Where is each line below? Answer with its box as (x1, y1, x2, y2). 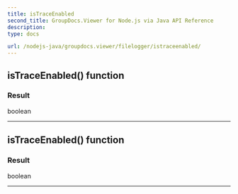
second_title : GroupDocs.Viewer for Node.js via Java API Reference (7, 17, 214, 24)
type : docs (7, 30, 40, 38)
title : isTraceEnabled (7, 10, 74, 18)
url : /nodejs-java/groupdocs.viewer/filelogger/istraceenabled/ (7, 43, 201, 50)
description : (7, 23, 46, 31)
